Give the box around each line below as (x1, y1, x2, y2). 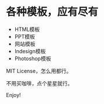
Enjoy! (6, 91, 22, 98)
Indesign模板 (14, 47, 46, 54)
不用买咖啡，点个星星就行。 (6, 79, 73, 86)
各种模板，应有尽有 (6, 5, 99, 19)
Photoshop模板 (14, 55, 51, 62)
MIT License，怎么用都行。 (6, 67, 72, 74)
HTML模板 (14, 26, 40, 33)
